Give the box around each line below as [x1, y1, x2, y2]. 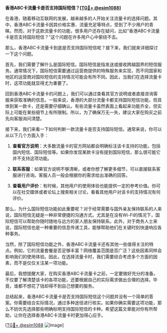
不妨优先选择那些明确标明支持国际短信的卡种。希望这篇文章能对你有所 [9, 306, 153, 312]
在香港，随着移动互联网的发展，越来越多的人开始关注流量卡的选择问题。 [5, 15, 153, 21]
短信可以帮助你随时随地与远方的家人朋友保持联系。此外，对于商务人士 [9, 219, 153, 224]
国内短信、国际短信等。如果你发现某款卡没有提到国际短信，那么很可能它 [12, 149, 161, 155]
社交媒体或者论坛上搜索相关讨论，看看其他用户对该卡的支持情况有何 [21, 189, 161, 195]
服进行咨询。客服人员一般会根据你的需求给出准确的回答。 [12, 172, 130, 178]
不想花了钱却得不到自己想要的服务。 [22, 283, 97, 289]
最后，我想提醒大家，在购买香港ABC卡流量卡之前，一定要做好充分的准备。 [5, 271, 158, 276]
